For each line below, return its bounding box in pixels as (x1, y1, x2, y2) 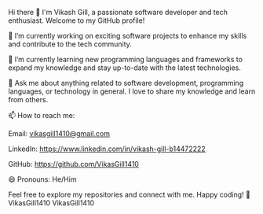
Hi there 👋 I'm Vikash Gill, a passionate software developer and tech (8, 8, 228, 17)
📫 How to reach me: (8, 111, 75, 120)
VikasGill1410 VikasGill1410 (8, 198, 95, 208)
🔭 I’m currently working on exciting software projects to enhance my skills (8, 31, 247, 40)
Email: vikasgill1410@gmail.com (8, 129, 110, 138)
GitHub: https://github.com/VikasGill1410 (8, 160, 140, 168)
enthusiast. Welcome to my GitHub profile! (8, 16, 145, 25)
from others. (8, 95, 49, 104)
